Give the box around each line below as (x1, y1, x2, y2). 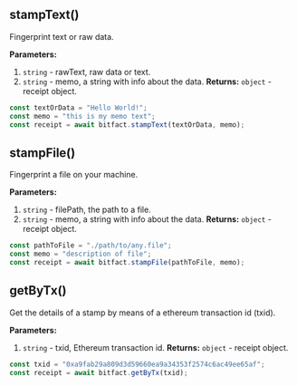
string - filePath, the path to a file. (22, 204, 151, 216)
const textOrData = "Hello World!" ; (9, 103, 148, 112)
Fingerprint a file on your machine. (9, 169, 139, 180)
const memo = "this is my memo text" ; (9, 111, 156, 121)
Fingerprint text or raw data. (9, 31, 115, 42)
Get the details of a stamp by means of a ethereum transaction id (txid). (9, 307, 276, 318)
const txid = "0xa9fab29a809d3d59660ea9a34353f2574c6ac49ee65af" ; (9, 360, 265, 369)
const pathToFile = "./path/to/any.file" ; (9, 241, 172, 250)
